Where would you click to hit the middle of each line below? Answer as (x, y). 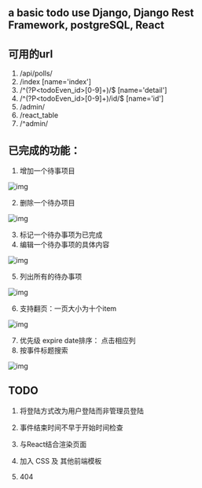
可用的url (31, 54)
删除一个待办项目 (47, 203)
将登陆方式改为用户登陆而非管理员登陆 (81, 410)
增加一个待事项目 (47, 171)
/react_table (39, 115)
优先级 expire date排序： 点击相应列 (77, 341)
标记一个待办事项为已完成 (61, 235)
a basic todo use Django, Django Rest (101, 13)
